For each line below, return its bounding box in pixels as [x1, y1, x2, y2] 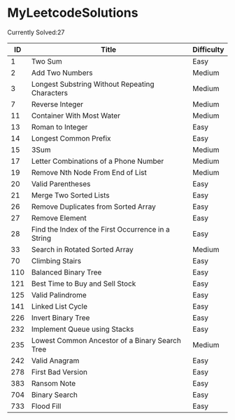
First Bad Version [31, 367, 87, 377]
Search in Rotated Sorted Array [31, 244, 134, 254]
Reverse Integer [31, 99, 84, 109]
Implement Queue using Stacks [31, 324, 134, 334]
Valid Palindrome [31, 290, 87, 300]
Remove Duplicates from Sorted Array [31, 202, 156, 211]
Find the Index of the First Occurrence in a [31, 224, 170, 234]
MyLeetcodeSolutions [7, 5, 138, 21]
